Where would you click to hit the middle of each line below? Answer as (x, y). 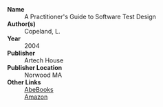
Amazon (36, 97)
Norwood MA (43, 75)
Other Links (24, 82)
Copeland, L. (42, 31)
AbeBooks (39, 90)
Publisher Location (35, 68)
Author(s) (21, 24)
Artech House (44, 60)
